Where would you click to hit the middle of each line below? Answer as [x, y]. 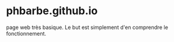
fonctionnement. [26, 33]
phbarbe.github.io [52, 11]
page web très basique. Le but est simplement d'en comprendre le [87, 27]
